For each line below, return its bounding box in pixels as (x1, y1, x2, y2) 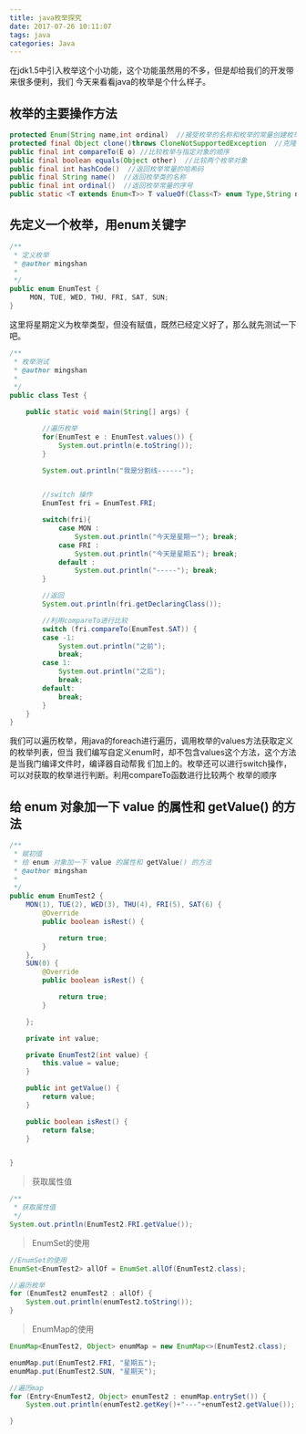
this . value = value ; (42, 1059, 120, 1068)
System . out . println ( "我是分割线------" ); (42, 466, 195, 475)
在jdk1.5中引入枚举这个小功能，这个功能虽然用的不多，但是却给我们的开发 (9, 65, 287, 76)
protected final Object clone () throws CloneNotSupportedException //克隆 (9, 139, 297, 148)
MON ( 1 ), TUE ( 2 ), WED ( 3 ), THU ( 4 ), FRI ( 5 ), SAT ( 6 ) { (25, 900, 222, 909)
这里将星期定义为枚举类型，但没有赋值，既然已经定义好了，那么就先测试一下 (9, 318, 297, 329)
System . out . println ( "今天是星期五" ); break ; (74, 549, 239, 558)
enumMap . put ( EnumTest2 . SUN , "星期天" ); (9, 1366, 157, 1376)
